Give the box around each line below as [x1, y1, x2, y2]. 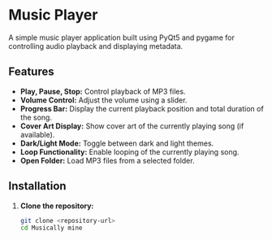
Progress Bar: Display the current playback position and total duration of [19, 103, 264, 113]
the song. [19, 112, 53, 122]
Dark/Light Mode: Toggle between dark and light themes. [19, 138, 214, 148]
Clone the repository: [19, 201, 94, 211]
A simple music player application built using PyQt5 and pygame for [8, 33, 235, 42]
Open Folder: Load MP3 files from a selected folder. [19, 155, 195, 165]
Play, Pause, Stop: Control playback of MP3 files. [19, 86, 186, 96]
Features [8, 65, 54, 79]
